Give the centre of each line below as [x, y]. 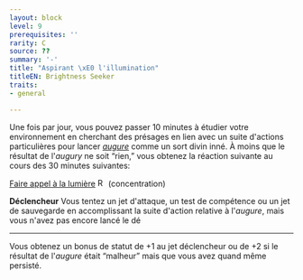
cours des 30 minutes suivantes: [70, 165]
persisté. [26, 265]
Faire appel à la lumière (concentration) [87, 183]
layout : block [36, 18]
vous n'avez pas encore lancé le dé [75, 220]
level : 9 [26, 26]
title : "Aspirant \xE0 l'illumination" [84, 69]
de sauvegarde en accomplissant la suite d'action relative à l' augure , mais [147, 210]
